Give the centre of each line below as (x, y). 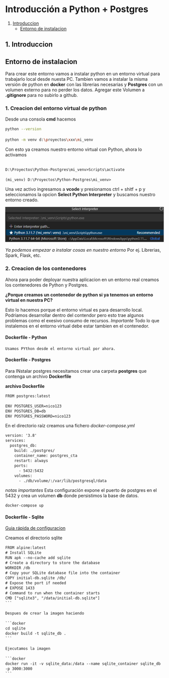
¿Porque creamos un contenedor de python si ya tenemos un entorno (79, 295)
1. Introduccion (29, 45)
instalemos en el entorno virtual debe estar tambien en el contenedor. (77, 326)
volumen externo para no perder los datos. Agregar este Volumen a (75, 90)
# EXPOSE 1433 (20, 588)
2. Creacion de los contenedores (46, 268)
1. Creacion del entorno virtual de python (56, 108)
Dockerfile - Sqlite (25, 517)
